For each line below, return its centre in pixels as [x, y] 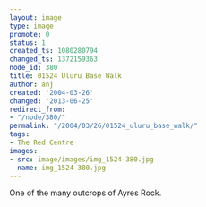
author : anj [31, 84]
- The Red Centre [42, 142]
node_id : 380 [34, 68]
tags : [19, 134]
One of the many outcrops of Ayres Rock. [86, 193]
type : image [31, 26]
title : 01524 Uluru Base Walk [66, 76]
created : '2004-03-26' [51, 92]
